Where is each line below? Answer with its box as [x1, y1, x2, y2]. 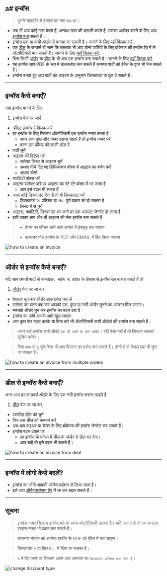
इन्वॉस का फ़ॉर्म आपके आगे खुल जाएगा [12, 313, 71, 319]
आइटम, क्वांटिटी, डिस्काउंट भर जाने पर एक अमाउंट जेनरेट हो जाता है [12, 209, 121, 215]
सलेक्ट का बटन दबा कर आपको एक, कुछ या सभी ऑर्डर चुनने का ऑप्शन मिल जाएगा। [12, 302, 145, 308]
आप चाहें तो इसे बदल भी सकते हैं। [19, 440, 74, 446]
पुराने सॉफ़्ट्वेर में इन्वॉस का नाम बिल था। [17, 17, 80, 23]
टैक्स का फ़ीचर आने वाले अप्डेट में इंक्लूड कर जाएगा [24, 224, 105, 230]
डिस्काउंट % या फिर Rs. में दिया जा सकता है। [17, 545, 90, 551]
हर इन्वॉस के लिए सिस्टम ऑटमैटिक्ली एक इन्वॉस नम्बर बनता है [12, 130, 109, 136]
